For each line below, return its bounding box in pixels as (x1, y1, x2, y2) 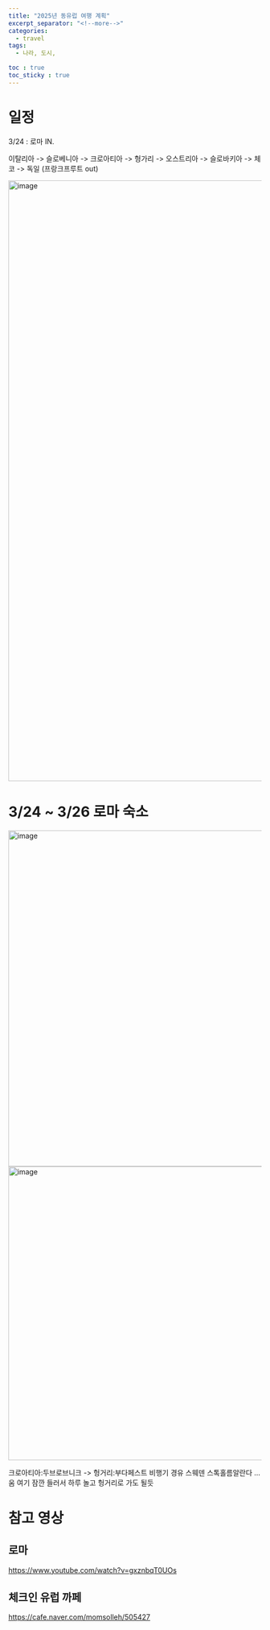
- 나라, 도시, (15, 49, 56, 57)
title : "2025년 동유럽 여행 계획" (8, 11, 111, 20)
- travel (15, 34, 45, 43)
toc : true (8, 64, 45, 72)
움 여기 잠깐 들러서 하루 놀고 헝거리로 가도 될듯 (8, 1478, 154, 1488)
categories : (8, 27, 48, 35)
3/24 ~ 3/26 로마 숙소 (8, 803, 149, 821)
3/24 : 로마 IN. (8, 136, 55, 146)
